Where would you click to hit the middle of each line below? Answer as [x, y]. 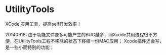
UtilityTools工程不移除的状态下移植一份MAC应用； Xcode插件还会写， [91, 41]
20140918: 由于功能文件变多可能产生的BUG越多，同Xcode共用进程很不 [79, 34]
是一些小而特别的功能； [30, 47]
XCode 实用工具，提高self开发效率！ [44, 24]
